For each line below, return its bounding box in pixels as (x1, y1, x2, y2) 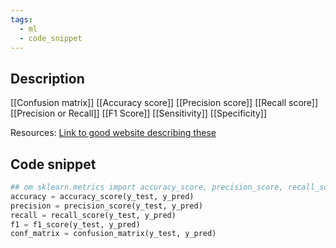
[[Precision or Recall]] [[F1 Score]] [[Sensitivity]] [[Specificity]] (10, 107, 268, 120)
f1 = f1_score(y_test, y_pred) (10, 219, 141, 230)
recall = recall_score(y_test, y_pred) (10, 210, 177, 220)
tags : (10, 14, 33, 25)
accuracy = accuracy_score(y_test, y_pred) (10, 191, 195, 201)
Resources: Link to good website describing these (10, 127, 217, 139)
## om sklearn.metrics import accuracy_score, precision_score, (10, 182, 284, 192)
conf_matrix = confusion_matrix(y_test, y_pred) (10, 229, 217, 239)
